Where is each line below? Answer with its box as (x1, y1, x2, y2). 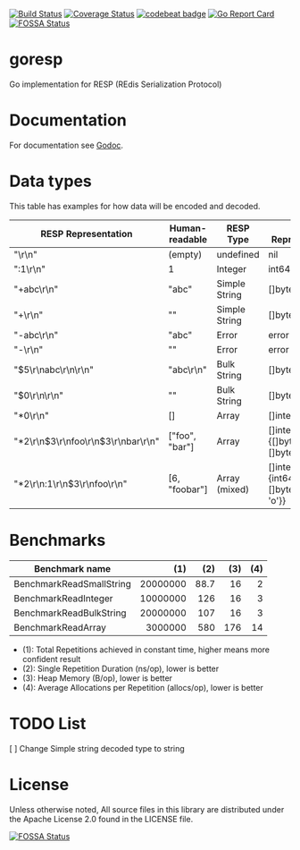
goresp (9, 49, 63, 70)
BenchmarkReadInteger (13, 591, 113, 604)
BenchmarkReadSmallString (13, 577, 132, 590)
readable (168, 233, 208, 245)
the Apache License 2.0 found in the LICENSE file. (9, 813, 194, 824)
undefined (216, 248, 260, 260)
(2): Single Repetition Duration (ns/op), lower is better (21, 663, 220, 674)
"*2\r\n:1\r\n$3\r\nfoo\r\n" (13, 477, 128, 489)
